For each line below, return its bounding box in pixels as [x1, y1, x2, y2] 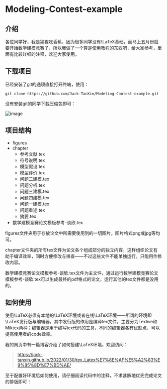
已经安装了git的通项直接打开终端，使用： [5, 81, 89, 87]
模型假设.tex [19, 163, 45, 169]
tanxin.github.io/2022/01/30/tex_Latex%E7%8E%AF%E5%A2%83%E [17, 357, 161, 363]
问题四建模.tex [19, 194, 50, 200]
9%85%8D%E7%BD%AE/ [17, 362, 71, 368]
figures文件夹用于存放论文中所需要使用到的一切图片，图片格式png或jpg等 [5, 230, 156, 236]
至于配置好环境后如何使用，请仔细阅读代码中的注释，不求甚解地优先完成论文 [5, 373, 162, 379]
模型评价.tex [19, 169, 45, 175]
